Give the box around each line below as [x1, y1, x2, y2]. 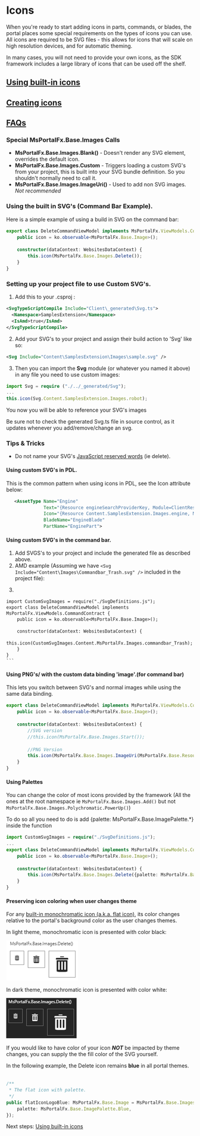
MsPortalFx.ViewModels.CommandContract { [6, 611, 111, 617]
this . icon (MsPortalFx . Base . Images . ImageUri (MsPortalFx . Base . [27, 753, 183, 759]
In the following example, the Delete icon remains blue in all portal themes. [6, 1062, 189, 1069]
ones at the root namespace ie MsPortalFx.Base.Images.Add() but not [6, 798, 176, 805]
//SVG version [27, 727, 62, 733]
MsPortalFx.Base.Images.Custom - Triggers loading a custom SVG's [14, 162, 186, 169]
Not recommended [14, 187, 61, 194]
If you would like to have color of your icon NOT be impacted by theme [6, 1044, 180, 1051]
